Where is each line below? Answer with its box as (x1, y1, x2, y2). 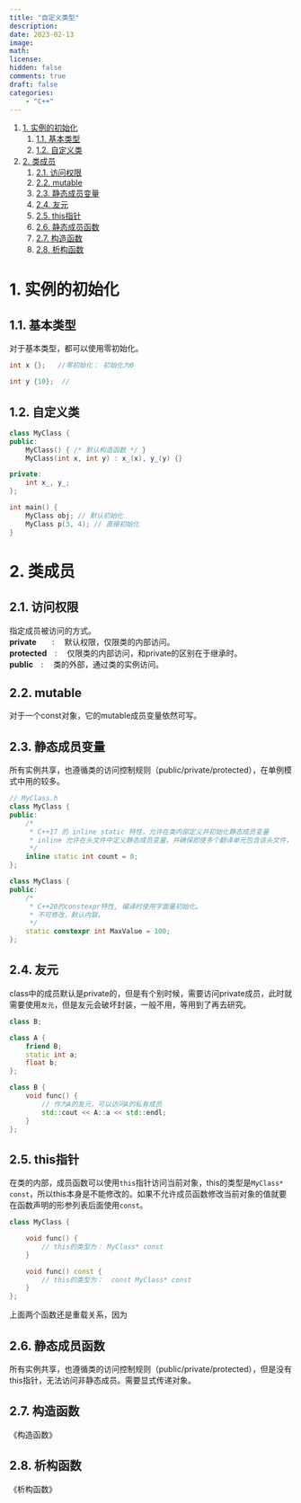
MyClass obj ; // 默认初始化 (25, 511, 124, 520)
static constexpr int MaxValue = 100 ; (25, 927, 171, 936)
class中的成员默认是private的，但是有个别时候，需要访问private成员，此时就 (9, 987, 293, 998)
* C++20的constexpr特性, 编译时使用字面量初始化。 (29, 902, 203, 911)
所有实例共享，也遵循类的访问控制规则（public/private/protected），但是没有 (9, 1364, 292, 1375)
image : (9, 38, 34, 48)
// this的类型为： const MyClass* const (41, 1275, 192, 1285)
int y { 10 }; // (9, 377, 70, 386)
